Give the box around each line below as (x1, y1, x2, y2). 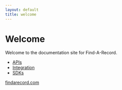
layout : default (5, 7, 39, 12)
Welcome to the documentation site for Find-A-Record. (5, 50, 118, 56)
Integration (12, 65, 35, 71)
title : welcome (5, 12, 37, 17)
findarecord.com (5, 80, 40, 86)
